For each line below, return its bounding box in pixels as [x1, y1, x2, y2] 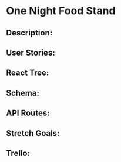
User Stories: [6, 47, 55, 57]
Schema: [6, 88, 40, 98]
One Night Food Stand [6, 4, 116, 18]
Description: [6, 28, 53, 38]
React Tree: [6, 68, 49, 78]
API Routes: [6, 108, 50, 118]
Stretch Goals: [6, 128, 60, 138]
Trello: [6, 148, 31, 158]
